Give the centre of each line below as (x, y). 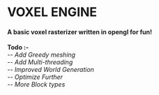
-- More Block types (36, 85)
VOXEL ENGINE (52, 12)
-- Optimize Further (35, 77)
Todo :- (18, 47)
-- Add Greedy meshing (41, 55)
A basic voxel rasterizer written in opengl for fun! (79, 31)
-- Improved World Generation (51, 70)
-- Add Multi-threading (40, 62)
